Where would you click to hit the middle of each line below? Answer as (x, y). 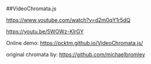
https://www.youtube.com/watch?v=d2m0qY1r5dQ (68, 20)
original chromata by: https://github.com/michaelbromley (75, 55)
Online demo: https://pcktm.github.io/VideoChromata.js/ (75, 43)
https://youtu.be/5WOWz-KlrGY (45, 31)
